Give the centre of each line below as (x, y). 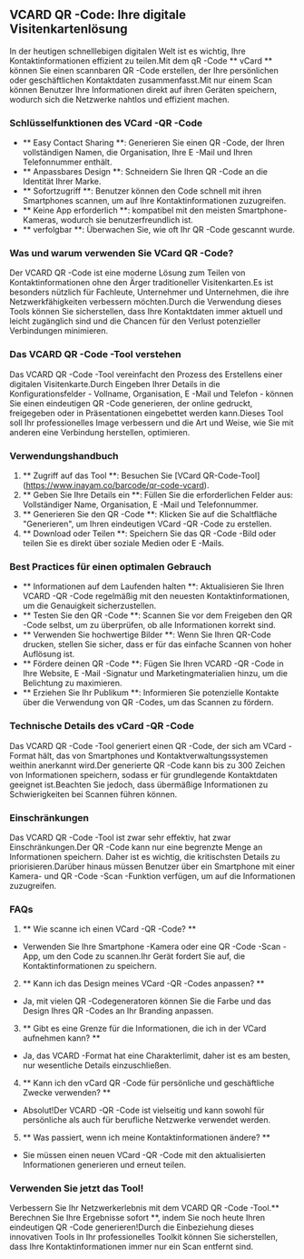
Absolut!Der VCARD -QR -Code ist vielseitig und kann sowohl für (143, 1110)
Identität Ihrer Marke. (62, 182)
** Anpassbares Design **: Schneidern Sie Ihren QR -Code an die (145, 172)
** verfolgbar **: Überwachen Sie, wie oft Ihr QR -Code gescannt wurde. (158, 230)
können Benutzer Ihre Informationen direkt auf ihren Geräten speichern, (143, 89)
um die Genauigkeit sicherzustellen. (89, 606)
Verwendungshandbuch (64, 455)
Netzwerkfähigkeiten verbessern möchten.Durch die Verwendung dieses (146, 302)
